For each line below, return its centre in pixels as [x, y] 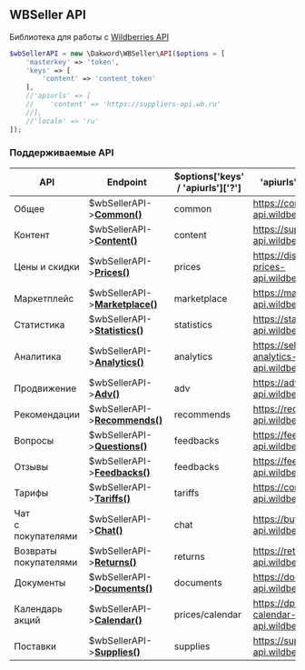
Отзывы [31, 466]
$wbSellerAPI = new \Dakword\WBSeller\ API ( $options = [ [117, 54]
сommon [193, 208]
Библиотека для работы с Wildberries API [89, 36]
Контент [32, 235]
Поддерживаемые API [62, 153]
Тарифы [31, 493]
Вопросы [34, 440]
